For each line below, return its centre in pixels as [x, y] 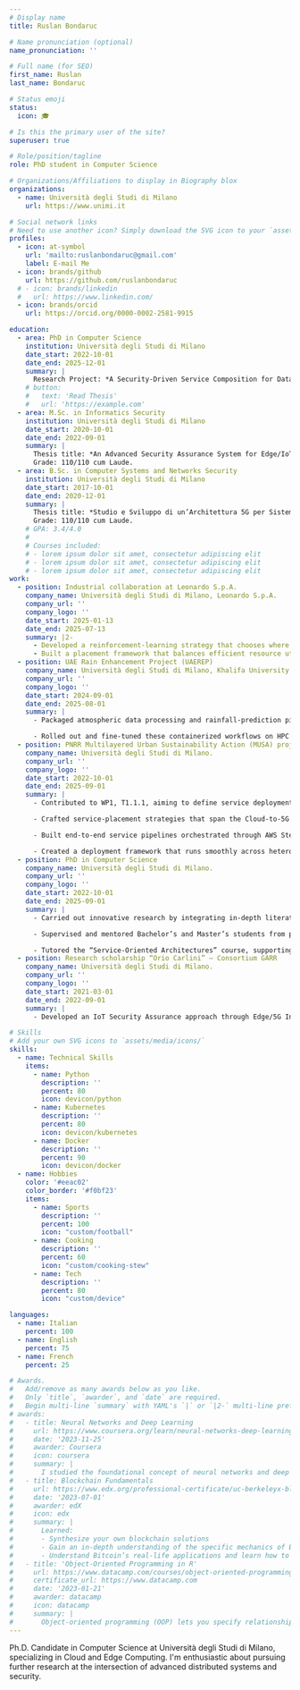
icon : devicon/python [82, 1099]
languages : [29, 1315]
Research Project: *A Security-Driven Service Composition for [153, 380]
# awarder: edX [46, 1506]
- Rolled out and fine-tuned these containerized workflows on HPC [161, 737]
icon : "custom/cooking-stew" [96, 1265]
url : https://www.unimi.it [75, 206]
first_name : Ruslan [46, 75]
